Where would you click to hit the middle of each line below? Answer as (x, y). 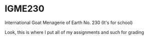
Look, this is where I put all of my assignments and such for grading (74, 32)
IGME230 (24, 9)
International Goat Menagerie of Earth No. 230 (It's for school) (69, 22)
